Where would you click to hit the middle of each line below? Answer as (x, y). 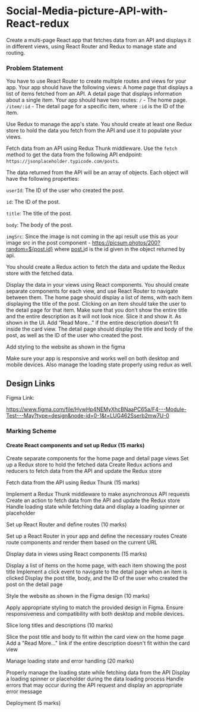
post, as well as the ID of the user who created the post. (75, 335)
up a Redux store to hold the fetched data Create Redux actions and (89, 465)
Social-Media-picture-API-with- (87, 11)
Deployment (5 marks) (34, 703)
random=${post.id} (30, 249)
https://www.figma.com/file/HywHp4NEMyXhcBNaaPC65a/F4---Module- (97, 409)
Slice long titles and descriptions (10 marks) (60, 625)
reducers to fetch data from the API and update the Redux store (84, 471)
